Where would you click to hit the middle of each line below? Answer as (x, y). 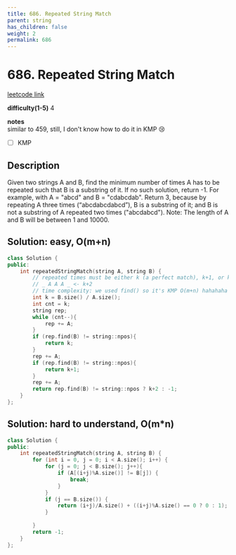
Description (33, 165)
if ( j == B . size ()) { (77, 499)
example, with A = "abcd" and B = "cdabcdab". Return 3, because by (107, 197)
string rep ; (50, 311)
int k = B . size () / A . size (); (77, 297)
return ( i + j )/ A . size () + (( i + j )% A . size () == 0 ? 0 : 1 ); (143, 506)
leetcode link (26, 94)
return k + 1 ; (62, 369)
